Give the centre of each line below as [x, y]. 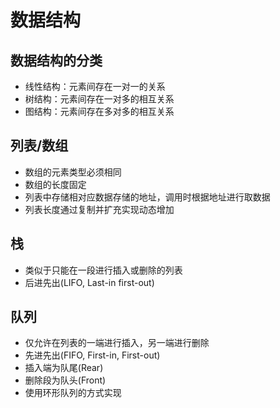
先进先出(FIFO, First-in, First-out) [92, 355]
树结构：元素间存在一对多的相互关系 [99, 99]
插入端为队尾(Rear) [64, 368]
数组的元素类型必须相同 [73, 172]
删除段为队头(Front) [65, 380]
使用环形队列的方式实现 [73, 393]
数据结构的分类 [56, 60]
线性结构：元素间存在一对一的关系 [95, 86]
